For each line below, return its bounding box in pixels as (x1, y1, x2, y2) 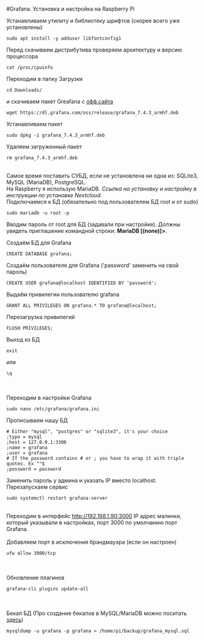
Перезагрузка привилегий (6, 314, 75, 320)
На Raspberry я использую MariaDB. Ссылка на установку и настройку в (6, 185, 197, 192)
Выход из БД (6, 336, 40, 343)
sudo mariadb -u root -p (6, 210, 70, 216)
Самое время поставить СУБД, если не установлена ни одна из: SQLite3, (6, 172, 199, 179)
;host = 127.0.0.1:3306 (6, 439, 67, 445)
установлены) (6, 24, 43, 31)
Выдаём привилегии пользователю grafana (6, 291, 120, 298)
